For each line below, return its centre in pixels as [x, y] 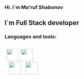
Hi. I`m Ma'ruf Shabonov [34, 7]
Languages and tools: [31, 37]
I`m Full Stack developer [42, 23]
